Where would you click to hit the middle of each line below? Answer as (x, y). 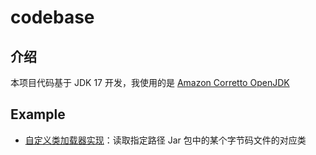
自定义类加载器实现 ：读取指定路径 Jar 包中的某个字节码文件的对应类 (165, 140)
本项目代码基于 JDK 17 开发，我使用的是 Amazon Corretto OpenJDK (150, 82)
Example (38, 114)
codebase (52, 17)
